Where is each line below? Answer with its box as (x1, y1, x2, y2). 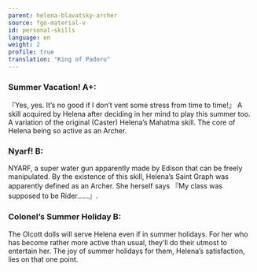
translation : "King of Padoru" (8, 56, 111, 64)
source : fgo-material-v (8, 19, 86, 27)
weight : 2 (8, 41, 41, 49)
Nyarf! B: (8, 146, 44, 157)
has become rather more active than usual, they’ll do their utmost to (8, 237, 228, 247)
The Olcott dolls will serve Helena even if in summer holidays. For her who (8, 229, 249, 239)
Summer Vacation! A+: (8, 81, 97, 92)
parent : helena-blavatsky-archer (8, 11, 118, 20)
